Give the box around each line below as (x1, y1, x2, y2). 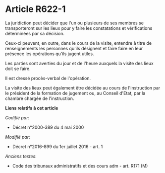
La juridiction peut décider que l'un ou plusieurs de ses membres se (5, 20, 144, 26)
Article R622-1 (5, 3, 66, 15)
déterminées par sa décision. (5, 30, 64, 36)
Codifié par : (5, 114, 30, 120)
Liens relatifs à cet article (5, 105, 58, 111)
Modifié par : (5, 134, 31, 140)
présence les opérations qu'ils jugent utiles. (5, 51, 94, 57)
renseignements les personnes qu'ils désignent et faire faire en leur (5, 45, 143, 51)
